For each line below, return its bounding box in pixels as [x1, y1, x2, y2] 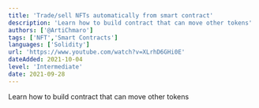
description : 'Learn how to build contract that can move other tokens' [8, 19, 253, 27]
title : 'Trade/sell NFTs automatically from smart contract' [8, 11, 214, 20]
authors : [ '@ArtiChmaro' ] [8, 26, 93, 34]
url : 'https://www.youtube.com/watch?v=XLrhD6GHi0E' [8, 48, 186, 56]
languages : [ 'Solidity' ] [8, 41, 90, 49]
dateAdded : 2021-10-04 [8, 56, 83, 64]
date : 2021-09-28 [8, 70, 66, 78]
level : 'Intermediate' [8, 63, 83, 71]
